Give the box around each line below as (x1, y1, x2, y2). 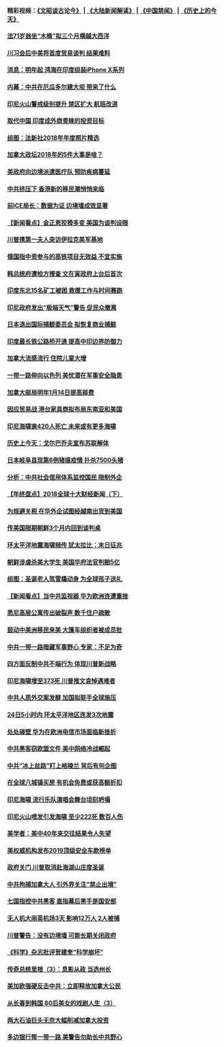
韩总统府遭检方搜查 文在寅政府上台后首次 (7, 269, 123, 278)
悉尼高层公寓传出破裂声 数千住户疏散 (7, 609, 111, 617)
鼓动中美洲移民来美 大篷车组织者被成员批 (7, 625, 123, 634)
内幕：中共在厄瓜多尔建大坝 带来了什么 (7, 82, 117, 91)
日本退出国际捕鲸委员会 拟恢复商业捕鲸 (7, 320, 117, 328)
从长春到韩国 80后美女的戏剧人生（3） (7, 999, 116, 1007)
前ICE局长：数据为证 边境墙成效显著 (7, 202, 109, 210)
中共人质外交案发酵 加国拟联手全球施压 (7, 693, 117, 702)
